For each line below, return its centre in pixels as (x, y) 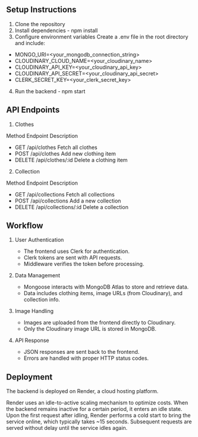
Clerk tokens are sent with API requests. (73, 258)
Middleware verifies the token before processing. (84, 264)
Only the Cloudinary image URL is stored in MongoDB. (90, 329)
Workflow (25, 226)
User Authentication (39, 240)
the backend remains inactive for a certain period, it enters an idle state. (94, 409)
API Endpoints (33, 110)
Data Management (37, 275)
